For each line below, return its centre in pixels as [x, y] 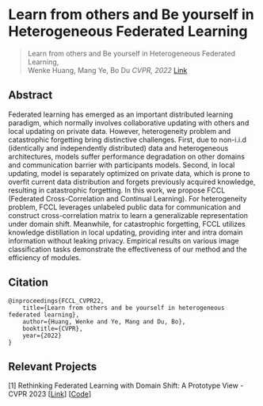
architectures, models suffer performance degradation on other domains [127, 156]
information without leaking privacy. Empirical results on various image [124, 240]
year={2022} [42, 335]
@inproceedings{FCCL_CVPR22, [56, 301]
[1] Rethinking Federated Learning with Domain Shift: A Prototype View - [126, 385]
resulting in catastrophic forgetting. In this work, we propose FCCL [117, 190]
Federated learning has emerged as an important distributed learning [121, 114]
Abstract [30, 96]
